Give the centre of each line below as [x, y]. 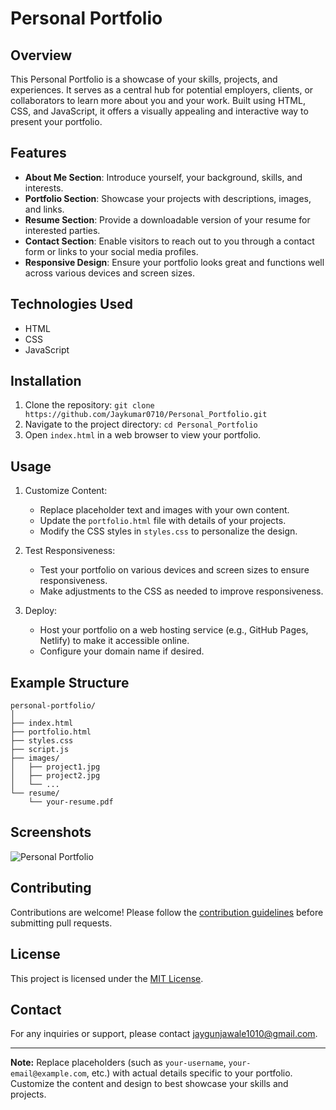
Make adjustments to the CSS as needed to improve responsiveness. [181, 591]
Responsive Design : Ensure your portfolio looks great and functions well [174, 262]
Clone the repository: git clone [89, 405]
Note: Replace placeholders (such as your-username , [118, 1063]
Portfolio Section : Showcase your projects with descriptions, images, [168, 198]
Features [38, 153]
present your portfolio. [56, 121]
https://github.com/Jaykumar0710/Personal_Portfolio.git [146, 415]
